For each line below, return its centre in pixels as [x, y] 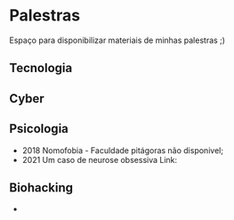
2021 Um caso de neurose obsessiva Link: [100, 159]
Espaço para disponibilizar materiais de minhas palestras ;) [117, 40]
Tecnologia [41, 68]
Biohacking [41, 187]
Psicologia [39, 129]
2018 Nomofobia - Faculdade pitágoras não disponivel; [123, 150]
